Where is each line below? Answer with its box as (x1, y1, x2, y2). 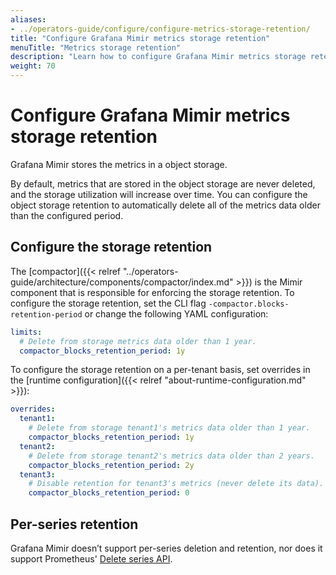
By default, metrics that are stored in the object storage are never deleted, (10, 177, 316, 190)
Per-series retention (10, 516, 139, 533)
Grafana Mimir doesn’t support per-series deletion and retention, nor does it (10, 542, 323, 554)
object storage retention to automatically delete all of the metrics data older (10, 199, 321, 211)
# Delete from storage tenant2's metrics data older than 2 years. (28, 451, 315, 461)
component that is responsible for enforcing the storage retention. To (10, 286, 295, 298)
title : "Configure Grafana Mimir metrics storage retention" (10, 33, 271, 43)
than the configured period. (10, 209, 124, 221)
